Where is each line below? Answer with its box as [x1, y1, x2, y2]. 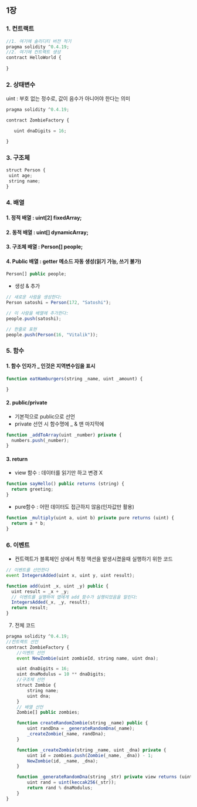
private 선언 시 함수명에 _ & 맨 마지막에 [14, 420, 104, 427]
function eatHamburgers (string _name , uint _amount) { [6, 376, 143, 381]
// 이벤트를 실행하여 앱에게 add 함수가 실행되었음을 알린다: [11, 594, 138, 600]
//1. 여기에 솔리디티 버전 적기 [6, 38, 72, 44]
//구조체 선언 [16, 677, 45, 683]
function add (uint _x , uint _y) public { [6, 583, 109, 589]
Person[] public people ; [6, 271, 67, 277]
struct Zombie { [16, 683, 57, 688]
